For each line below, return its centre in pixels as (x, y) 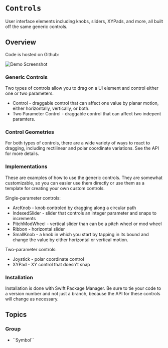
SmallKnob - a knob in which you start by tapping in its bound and (80, 234)
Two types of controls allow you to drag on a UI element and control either (82, 88)
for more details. (22, 153)
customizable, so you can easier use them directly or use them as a (75, 183)
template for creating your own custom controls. (55, 188)
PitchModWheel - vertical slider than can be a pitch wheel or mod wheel (87, 224)
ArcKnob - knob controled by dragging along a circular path (74, 208)
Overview (21, 42)
